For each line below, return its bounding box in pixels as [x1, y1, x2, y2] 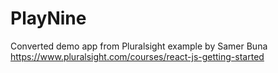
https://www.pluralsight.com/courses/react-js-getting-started [10, 50, 265, 62]
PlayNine [10, 7, 87, 30]
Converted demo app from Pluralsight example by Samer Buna [10, 40, 268, 52]
